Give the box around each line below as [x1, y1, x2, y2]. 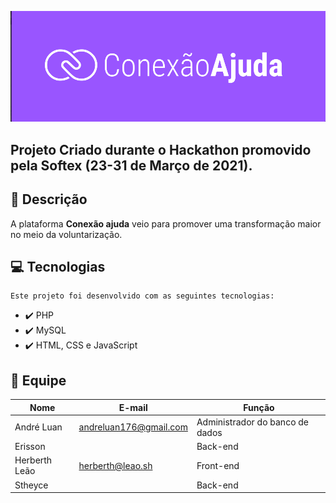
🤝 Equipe [10, 372, 67, 389]
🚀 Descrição [10, 191, 88, 208]
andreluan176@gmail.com [78, 421, 188, 433]
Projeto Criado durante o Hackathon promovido [10, 141, 312, 158]
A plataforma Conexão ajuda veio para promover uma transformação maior [10, 217, 322, 230]
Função [243, 401, 275, 413]
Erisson [14, 441, 46, 453]
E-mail [118, 401, 148, 413]
